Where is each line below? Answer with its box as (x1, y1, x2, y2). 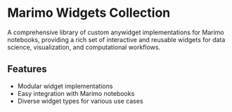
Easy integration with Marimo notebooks (17, 89, 135, 97)
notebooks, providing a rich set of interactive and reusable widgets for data (7, 35, 226, 43)
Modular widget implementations (17, 82, 113, 90)
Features (7, 63, 47, 75)
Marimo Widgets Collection (7, 5, 171, 21)
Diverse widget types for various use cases (17, 97, 143, 105)
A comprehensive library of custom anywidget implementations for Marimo (7, 28, 224, 36)
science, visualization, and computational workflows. (7, 43, 160, 51)
